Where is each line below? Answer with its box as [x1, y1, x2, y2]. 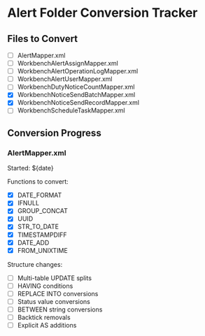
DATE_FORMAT [17, 191, 62, 200]
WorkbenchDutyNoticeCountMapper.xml [17, 82, 135, 92]
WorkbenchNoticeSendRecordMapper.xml [17, 98, 140, 107]
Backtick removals [17, 313, 71, 321]
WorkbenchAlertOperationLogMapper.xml [17, 67, 139, 75]
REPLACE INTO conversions [17, 289, 99, 298]
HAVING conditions [17, 282, 73, 290]
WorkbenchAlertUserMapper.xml [17, 75, 113, 83]
